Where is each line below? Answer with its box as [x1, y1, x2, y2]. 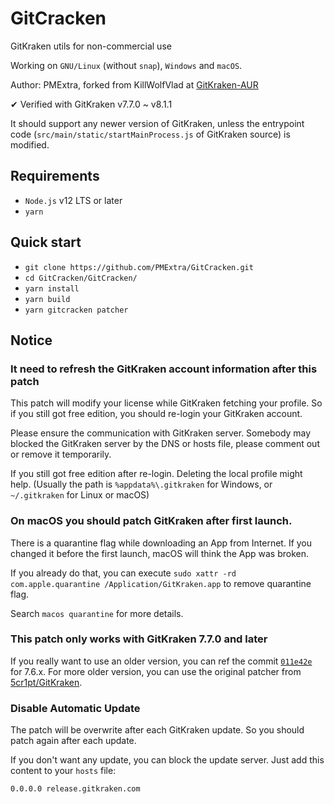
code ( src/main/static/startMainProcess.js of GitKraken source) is [10, 128, 291, 140]
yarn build [24, 294, 71, 304]
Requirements [10, 168, 100, 185]
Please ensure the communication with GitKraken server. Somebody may [10, 427, 312, 439]
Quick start [10, 234, 82, 251]
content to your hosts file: [10, 765, 117, 777]
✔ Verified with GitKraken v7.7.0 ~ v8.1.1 [10, 98, 173, 110]
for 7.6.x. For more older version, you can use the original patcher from [10, 665, 302, 677]
